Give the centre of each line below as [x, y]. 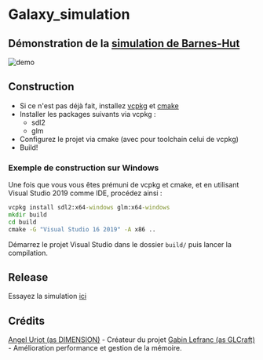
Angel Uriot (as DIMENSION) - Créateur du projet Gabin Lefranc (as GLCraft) [131, 340]
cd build [22, 222]
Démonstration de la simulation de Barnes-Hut [124, 44]
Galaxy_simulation [69, 15]
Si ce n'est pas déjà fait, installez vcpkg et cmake [99, 105]
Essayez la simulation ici [47, 296]
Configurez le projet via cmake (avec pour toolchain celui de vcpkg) [129, 139]
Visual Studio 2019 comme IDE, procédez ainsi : [85, 193]
